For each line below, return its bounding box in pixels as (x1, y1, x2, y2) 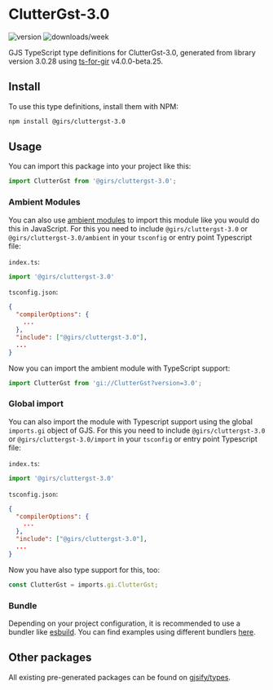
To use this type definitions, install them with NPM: (8, 101, 179, 111)
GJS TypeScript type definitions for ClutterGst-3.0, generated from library (8, 47, 257, 57)
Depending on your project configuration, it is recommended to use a (8, 618, 240, 628)
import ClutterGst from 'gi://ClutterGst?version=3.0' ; (8, 379, 202, 387)
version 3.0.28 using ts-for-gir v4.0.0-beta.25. (8, 56, 164, 66)
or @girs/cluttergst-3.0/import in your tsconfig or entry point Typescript (8, 433, 258, 444)
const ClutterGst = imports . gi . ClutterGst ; (8, 580, 159, 589)
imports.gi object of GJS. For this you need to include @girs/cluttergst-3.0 (8, 425, 266, 435)
